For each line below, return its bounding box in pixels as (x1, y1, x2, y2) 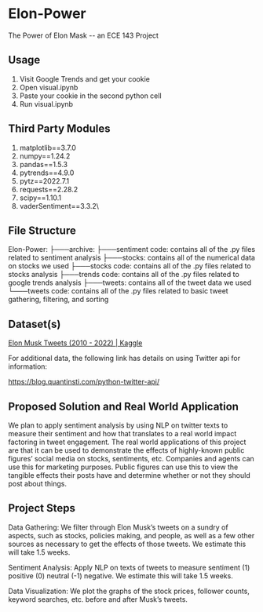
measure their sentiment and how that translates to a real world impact (8, 429, 237, 438)
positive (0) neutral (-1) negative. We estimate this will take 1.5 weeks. (8, 570, 233, 581)
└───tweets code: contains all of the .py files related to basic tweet (8, 286, 229, 296)
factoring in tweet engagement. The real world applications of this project (8, 437, 247, 446)
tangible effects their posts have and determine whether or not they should (8, 471, 250, 479)
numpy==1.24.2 (19, 151, 71, 161)
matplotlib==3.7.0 (19, 143, 77, 152)
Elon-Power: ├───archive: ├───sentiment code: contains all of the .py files (8, 245, 256, 254)
